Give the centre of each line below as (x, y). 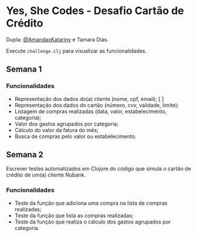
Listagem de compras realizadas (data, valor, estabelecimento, (91, 111)
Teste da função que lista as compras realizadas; (74, 215)
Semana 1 (24, 70)
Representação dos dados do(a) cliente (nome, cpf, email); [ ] (89, 99)
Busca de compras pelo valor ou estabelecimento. (75, 136)
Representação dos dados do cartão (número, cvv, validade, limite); (97, 105)
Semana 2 (25, 155)
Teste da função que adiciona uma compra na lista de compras (91, 203)
